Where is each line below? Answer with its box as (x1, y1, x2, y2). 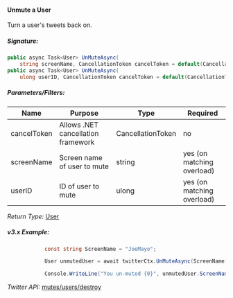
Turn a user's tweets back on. (7, 21, 92, 29)
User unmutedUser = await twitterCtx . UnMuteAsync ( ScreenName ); (44, 258, 231, 265)
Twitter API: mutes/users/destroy (7, 283, 102, 291)
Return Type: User (7, 212, 60, 220)
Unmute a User (7, 6, 51, 14)
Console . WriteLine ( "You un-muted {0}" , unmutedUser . (44, 270, 200, 277)
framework (58, 137, 95, 147)
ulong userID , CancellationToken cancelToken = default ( (19, 73, 188, 80)
